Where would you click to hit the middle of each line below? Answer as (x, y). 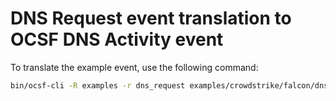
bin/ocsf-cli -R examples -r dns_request (98, 85)
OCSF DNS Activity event (117, 39)
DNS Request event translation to (151, 18)
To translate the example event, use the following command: (134, 67)
